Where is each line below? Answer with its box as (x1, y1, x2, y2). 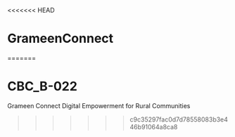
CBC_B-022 (7, 79, 77, 94)
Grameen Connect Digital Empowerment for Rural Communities (7, 101, 191, 110)
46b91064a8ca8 (129, 122, 178, 131)
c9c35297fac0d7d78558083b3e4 (129, 115, 229, 124)
